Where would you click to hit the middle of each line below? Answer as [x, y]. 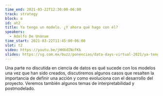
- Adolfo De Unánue [29, 37]
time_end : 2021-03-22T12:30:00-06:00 [43, 9]
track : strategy [21, 14]
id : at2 [13, 23]
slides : [13, 54]
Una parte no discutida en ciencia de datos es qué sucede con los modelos [80, 68]
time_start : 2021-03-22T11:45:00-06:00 [45, 41]
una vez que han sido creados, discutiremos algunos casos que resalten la [80, 73]
